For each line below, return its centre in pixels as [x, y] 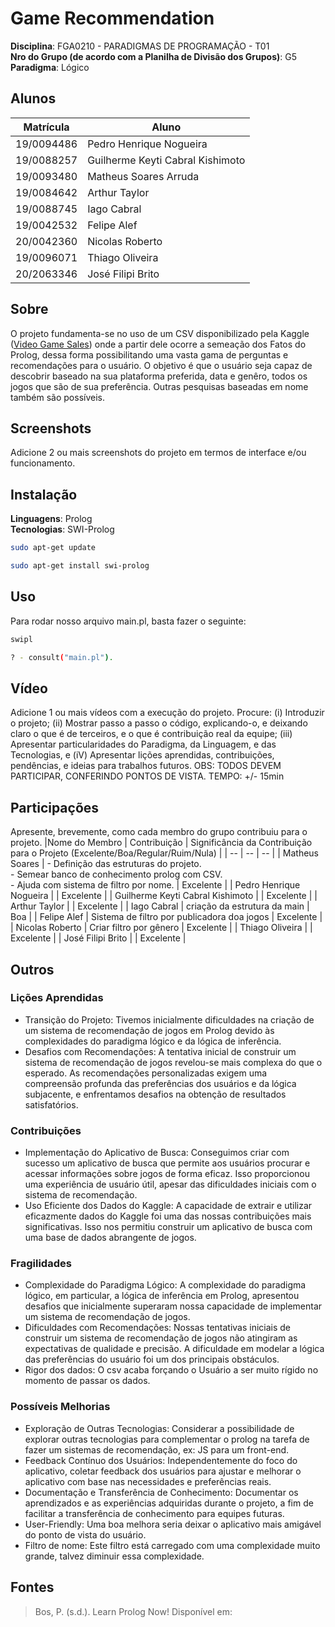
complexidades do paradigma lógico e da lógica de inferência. [153, 1041]
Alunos [33, 98]
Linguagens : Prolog [51, 519]
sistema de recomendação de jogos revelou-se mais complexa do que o [173, 1062]
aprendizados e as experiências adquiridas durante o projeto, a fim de [169, 1503]
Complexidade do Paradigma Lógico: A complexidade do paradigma [165, 1285]
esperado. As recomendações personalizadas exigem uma [146, 1073]
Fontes [32, 1587]
